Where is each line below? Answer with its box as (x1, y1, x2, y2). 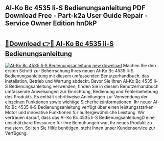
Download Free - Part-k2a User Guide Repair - (5, 12, 148, 20)
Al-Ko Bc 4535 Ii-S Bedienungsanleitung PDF (5, 4, 145, 12)
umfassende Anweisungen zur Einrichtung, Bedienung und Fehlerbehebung (5, 89, 158, 94)
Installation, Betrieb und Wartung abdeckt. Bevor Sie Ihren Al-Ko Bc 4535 (5, 78, 153, 84)
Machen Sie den (123, 63, 156, 68)
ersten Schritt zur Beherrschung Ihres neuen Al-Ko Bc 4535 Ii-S (5, 68, 134, 73)
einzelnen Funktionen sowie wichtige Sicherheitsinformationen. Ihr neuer (5, 99, 152, 105)
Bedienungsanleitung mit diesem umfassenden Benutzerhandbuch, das (5, 73, 149, 79)
